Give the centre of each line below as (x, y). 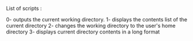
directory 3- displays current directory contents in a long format (83, 32)
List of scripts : (24, 8)
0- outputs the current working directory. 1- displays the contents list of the (97, 19)
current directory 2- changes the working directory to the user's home (91, 26)
